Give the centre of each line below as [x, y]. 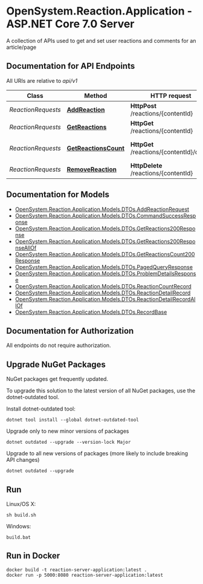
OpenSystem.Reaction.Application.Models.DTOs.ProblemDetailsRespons [105, 273]
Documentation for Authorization [70, 331]
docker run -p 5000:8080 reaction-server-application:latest [85, 575]
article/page [21, 47]
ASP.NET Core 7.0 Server [70, 24]
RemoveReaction [92, 169]
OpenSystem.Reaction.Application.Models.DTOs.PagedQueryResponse [104, 267]
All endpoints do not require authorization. [59, 345]
